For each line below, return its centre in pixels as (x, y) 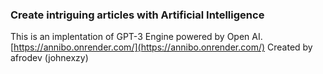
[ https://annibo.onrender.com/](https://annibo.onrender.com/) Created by (161, 47)
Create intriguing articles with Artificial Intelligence (137, 15)
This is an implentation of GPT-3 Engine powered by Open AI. (136, 37)
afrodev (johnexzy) (49, 58)
